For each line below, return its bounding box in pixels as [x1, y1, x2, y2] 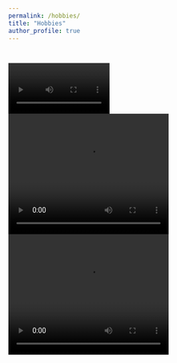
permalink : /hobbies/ [8, 11, 81, 20]
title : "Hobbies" [8, 19, 66, 27]
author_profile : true [8, 27, 81, 35]
